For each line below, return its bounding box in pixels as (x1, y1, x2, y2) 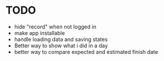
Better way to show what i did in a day (14, 42, 108, 49)
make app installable (14, 29, 65, 36)
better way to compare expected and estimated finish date (14, 48, 159, 55)
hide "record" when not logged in (14, 23, 97, 30)
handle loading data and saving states (14, 36, 108, 43)
